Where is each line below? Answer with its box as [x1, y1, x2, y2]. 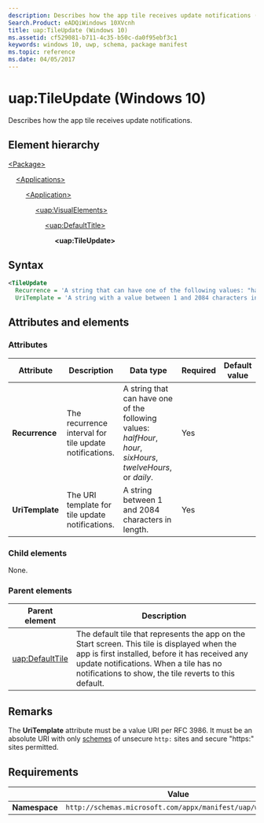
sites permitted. [8, 743, 59, 752]
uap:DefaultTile [12, 654, 68, 665]
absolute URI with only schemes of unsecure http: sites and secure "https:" [8, 734, 255, 743]
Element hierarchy [8, 139, 100, 152]
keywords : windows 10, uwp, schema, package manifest [8, 41, 189, 49]
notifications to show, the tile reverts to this [75, 668, 236, 679]
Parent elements [8, 585, 72, 596]
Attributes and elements [8, 316, 130, 330]
